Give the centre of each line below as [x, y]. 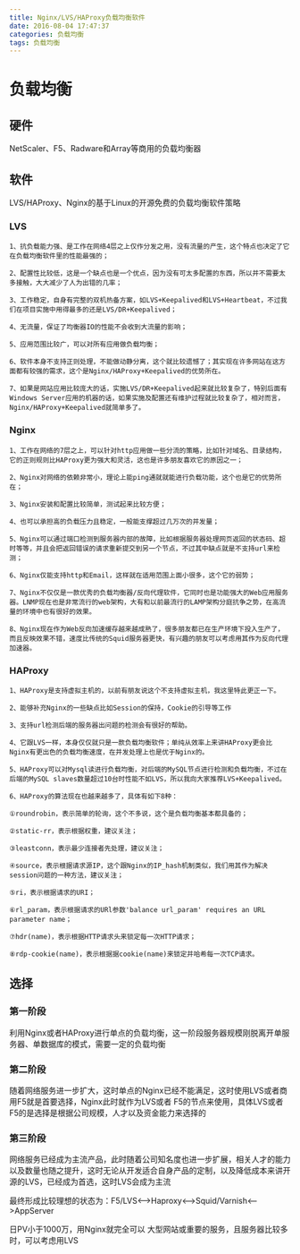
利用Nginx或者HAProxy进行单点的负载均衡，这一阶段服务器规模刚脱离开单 [146, 1032]
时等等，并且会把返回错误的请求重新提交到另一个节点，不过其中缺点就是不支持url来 [142, 548]
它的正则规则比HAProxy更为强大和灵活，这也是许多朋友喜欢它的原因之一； [126, 460]
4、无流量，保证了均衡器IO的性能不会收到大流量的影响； [98, 328]
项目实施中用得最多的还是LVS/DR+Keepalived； [100, 310]
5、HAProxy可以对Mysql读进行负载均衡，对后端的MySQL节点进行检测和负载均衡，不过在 [148, 769]
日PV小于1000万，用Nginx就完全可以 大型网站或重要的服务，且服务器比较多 [149, 1229]
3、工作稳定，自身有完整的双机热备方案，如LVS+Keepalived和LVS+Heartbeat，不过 [145, 301]
